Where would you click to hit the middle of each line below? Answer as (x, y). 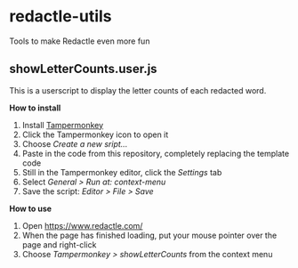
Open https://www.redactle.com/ (82, 225)
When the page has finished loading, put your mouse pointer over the (149, 235)
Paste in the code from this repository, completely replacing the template (156, 153)
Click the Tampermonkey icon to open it (95, 134)
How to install (35, 108)
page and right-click (59, 244)
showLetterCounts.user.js (83, 69)
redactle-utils (61, 16)
